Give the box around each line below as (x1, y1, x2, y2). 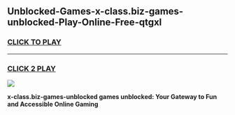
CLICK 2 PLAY (7, 63, 56, 73)
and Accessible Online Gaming (7, 100, 99, 108)
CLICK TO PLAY (7, 38, 62, 47)
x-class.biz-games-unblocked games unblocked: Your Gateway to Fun (7, 92, 218, 100)
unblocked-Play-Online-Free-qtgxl (7, 17, 162, 29)
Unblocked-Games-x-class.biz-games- (7, 6, 184, 17)
